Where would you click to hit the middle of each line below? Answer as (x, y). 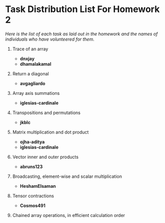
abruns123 (31, 166)
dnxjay (27, 58)
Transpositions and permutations (46, 113)
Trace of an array (30, 49)
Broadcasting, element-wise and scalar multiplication (67, 176)
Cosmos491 (33, 205)
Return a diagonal (30, 73)
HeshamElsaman (38, 186)
